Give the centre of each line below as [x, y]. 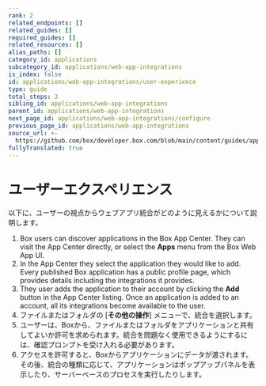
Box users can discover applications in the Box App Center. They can [132, 239]
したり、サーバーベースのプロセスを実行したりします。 [116, 375]
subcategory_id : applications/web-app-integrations [95, 67]
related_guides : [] [40, 30]
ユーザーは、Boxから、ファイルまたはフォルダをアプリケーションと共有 [137, 325]
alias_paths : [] [35, 52]
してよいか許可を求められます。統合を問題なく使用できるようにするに [133, 335]
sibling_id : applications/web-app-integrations [88, 104]
